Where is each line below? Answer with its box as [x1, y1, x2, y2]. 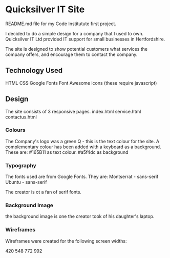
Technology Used [5, 66, 63, 75]
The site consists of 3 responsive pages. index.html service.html [5, 108, 141, 114]
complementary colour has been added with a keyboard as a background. [5, 144, 161, 150]
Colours [5, 127, 26, 134]
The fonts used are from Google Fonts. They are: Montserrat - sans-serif [5, 173, 159, 180]
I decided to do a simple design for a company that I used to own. [5, 30, 144, 36]
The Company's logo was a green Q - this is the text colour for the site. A [5, 138, 160, 144]
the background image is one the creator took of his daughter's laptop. [5, 213, 155, 220]
